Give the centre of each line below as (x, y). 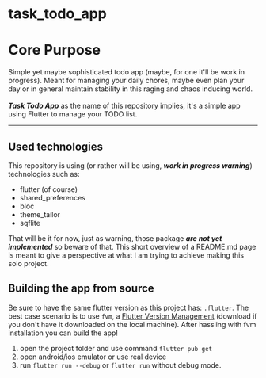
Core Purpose (55, 50)
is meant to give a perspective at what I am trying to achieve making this (126, 255)
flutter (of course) (48, 189)
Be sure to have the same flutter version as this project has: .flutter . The (129, 307)
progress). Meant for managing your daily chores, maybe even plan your (126, 81)
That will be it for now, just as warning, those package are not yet (115, 238)
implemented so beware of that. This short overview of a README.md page (132, 246)
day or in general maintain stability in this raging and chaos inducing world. (131, 89)
